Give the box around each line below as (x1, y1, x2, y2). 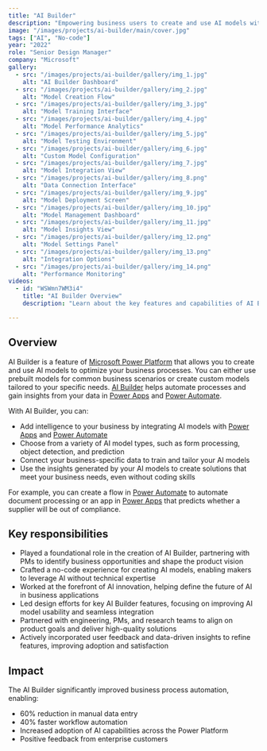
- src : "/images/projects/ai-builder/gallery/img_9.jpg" (15, 188, 208, 197)
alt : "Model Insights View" (22, 225, 115, 234)
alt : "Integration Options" (22, 255, 115, 263)
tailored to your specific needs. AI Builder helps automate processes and (8, 382, 246, 391)
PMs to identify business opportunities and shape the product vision (19, 557, 244, 566)
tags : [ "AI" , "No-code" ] (8, 33, 91, 42)
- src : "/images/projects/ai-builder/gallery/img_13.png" (15, 248, 212, 256)
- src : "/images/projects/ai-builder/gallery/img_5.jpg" (15, 129, 208, 137)
